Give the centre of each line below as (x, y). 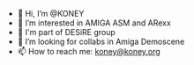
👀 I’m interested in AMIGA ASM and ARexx (94, 23)
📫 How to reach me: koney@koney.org (89, 51)
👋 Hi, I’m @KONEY (51, 14)
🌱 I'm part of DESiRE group (67, 32)
